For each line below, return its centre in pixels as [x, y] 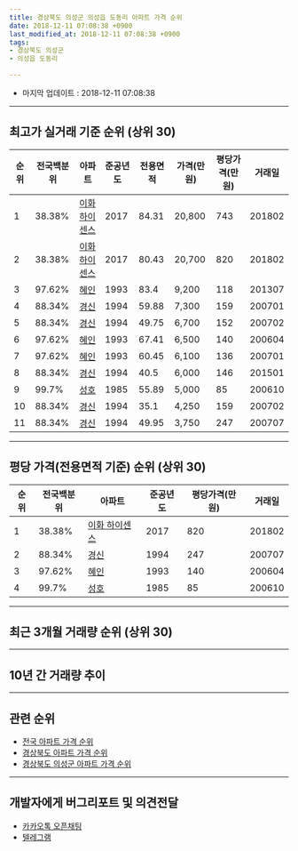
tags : [19, 42]
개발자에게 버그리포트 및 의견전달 [94, 803]
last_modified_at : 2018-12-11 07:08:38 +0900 [94, 34]
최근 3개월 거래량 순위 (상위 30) [91, 632]
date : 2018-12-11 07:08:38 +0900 [71, 26]
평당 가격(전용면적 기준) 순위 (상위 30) [108, 467]
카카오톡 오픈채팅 [52, 826]
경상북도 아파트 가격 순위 [65, 753]
